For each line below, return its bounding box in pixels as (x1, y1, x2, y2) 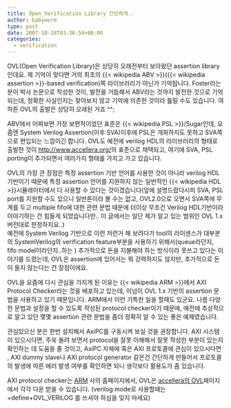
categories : (7, 36, 41, 43)
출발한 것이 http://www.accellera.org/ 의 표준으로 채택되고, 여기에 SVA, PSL (7, 145, 213, 154)
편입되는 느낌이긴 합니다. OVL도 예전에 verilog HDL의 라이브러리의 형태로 (19, 137, 219, 145)
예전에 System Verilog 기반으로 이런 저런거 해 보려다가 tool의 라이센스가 (7, 229, 202, 237)
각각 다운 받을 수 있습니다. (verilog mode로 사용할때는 (19, 385, 166, 393)
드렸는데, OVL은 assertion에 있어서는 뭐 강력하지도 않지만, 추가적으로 (25, 255, 213, 263)
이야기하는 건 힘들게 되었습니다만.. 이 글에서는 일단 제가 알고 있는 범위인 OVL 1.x (7, 212, 223, 220)
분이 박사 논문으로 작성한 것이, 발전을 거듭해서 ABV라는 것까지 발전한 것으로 (7, 88, 211, 96)
